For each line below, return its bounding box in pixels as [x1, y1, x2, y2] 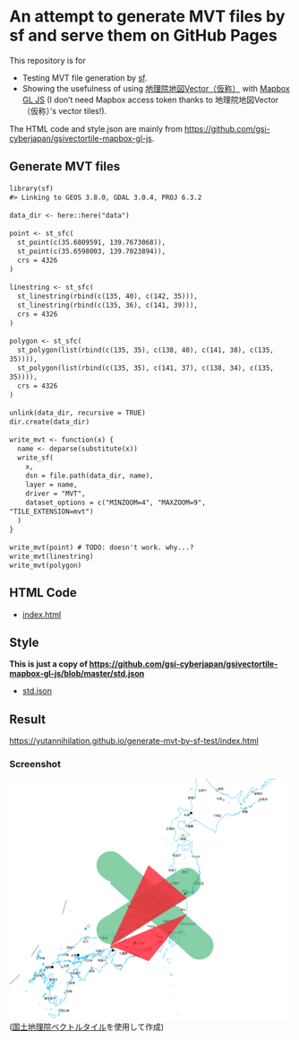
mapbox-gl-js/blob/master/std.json [9, 669, 145, 679]
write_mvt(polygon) [9, 561, 82, 570]
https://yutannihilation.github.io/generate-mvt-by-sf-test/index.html [9, 736, 260, 747]
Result [9, 712, 47, 727]
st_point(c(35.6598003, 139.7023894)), [17, 247, 167, 256]
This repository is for [9, 55, 87, 66]
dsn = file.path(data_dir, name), [25, 471, 154, 480]
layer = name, [25, 480, 78, 489]
